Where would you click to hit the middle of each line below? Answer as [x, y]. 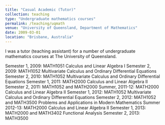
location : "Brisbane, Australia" [39, 37]
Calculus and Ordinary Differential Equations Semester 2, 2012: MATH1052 [81, 97]
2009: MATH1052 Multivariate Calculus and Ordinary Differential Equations [81, 71]
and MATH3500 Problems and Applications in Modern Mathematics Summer [83, 102]
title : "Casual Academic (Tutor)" [41, 10]
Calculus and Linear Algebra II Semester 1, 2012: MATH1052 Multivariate [78, 92]
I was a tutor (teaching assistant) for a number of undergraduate [70, 51]
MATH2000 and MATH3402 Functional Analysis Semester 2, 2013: [73, 113]
